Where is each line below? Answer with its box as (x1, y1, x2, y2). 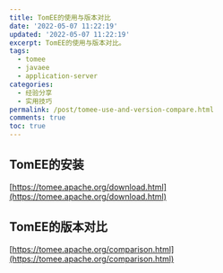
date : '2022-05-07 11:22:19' (9, 22, 118, 31)
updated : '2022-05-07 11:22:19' (9, 30, 130, 39)
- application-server (17, 72, 99, 81)
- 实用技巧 (17, 96, 53, 106)
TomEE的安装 (9, 157, 84, 172)
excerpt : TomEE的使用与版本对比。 (9, 38, 126, 48)
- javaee (17, 64, 50, 73)
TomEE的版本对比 (9, 219, 107, 234)
